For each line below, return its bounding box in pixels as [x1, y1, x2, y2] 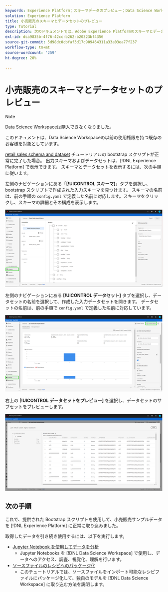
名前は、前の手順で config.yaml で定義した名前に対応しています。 [18, 304, 154, 310]
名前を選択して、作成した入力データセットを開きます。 [26, 298, 140, 304]
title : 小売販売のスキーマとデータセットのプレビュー [5, 18, 103, 23]
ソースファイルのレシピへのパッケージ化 [12, 562, 96, 569]
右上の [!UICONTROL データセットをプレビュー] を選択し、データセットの [5, 397, 158, 404]
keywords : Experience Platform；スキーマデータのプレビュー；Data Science [5, 8, 153, 13]
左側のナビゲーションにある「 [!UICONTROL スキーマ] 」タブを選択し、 [5, 181, 151, 187]
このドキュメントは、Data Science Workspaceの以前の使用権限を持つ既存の [5, 135, 162, 141]
